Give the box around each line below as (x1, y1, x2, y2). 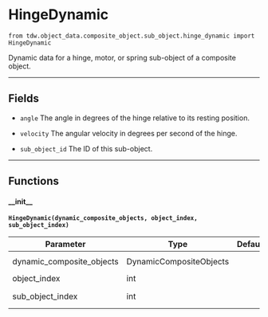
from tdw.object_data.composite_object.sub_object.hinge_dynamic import (8, 32, 255, 40)
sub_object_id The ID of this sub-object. (19, 143, 153, 153)
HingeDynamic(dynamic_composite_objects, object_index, (8, 214, 198, 222)
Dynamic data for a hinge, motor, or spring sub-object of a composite (8, 53, 237, 62)
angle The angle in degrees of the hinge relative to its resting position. (19, 113, 250, 123)
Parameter (45, 239, 86, 250)
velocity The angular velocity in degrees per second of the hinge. (19, 128, 238, 138)
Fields (8, 92, 40, 105)
